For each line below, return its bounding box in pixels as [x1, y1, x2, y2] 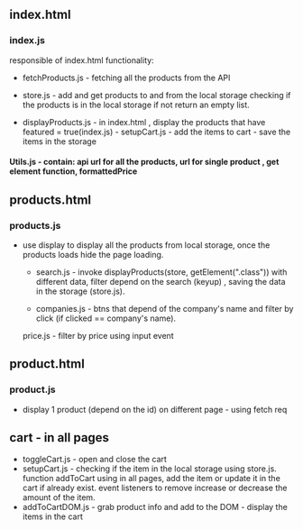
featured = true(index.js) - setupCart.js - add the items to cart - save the [22, 126, 291, 137]
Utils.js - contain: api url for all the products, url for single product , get [9, 157, 280, 168]
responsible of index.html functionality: [9, 54, 155, 66]
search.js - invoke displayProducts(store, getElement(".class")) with [35, 266, 288, 278]
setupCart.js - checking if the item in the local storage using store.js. [22, 463, 277, 474]
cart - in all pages [9, 430, 110, 445]
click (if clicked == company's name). [35, 313, 177, 324]
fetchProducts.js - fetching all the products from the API [22, 72, 231, 83]
